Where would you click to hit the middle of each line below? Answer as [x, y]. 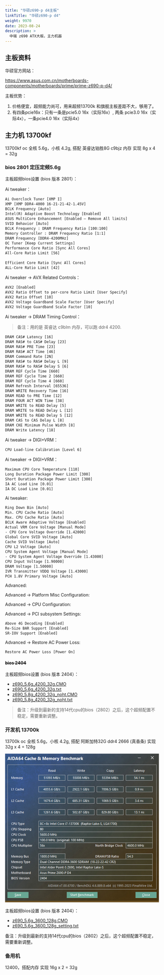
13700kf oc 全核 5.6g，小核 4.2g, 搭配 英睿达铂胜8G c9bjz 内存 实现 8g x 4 [80, 148]
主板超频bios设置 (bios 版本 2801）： [41, 178]
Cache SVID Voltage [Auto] [32, 542]
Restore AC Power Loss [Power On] [40, 652]
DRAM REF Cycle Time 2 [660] [35, 376]
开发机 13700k [22, 730]
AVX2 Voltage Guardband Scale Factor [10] [49, 307]
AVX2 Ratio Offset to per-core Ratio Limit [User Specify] [66, 292]
